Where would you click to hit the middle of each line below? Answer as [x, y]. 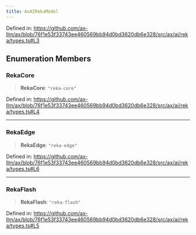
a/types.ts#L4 [23, 112]
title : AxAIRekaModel [32, 11]
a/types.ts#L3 [23, 40]
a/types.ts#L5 [23, 226]
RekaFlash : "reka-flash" [50, 202]
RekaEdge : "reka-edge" [49, 145]
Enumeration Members [49, 59]
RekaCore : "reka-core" [48, 88]
